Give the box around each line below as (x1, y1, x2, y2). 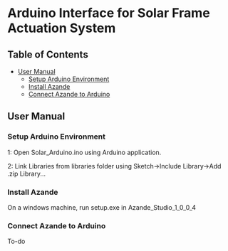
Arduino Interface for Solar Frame (7, 5, 210, 21)
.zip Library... (7, 169, 46, 178)
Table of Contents (7, 48, 89, 60)
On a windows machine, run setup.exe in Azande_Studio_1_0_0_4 (7, 203, 197, 211)
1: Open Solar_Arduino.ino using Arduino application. (7, 148, 162, 156)
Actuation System (7, 20, 116, 36)
